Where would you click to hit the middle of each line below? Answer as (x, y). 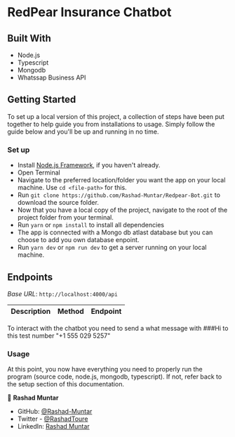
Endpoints (30, 277)
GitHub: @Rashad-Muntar (55, 412)
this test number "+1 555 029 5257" (59, 336)
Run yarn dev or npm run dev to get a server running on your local (112, 248)
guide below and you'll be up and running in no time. (83, 132)
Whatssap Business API (52, 77)
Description (31, 311)
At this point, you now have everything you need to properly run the (105, 369)
